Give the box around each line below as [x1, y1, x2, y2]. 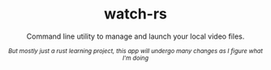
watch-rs [103, 5, 168, 23]
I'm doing [122, 54, 149, 62]
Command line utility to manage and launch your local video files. [26, 31, 245, 41]
